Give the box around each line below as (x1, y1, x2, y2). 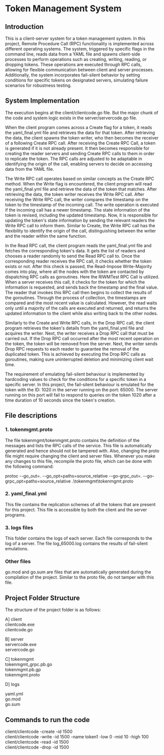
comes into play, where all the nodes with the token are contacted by (5, 269, 144, 274)
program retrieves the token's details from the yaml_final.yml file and (5, 325, 143, 331)
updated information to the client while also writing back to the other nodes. (5, 310, 158, 316)
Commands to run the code (5, 715, 90, 724)
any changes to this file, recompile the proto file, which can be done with (5, 458, 152, 464)
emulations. (5, 546, 29, 552)
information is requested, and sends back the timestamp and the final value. (5, 284, 159, 290)
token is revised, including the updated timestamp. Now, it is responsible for (5, 212, 158, 218)
